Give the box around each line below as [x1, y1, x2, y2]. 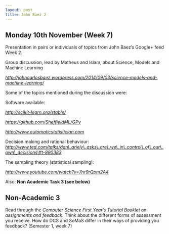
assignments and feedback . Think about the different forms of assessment [5, 212, 162, 218]
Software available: [5, 100, 46, 106]
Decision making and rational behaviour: [5, 138, 90, 145]
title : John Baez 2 [5, 12, 47, 17]
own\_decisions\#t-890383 [5, 150, 62, 156]
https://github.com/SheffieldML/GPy [5, 119, 81, 125]
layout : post [5, 7, 33, 13]
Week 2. [5, 50, 23, 56]
